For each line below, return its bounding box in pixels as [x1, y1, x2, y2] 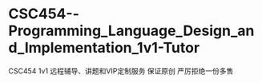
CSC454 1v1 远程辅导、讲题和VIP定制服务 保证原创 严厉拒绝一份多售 [8, 65, 234, 76]
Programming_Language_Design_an [8, 22, 255, 40]
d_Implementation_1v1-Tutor [8, 39, 200, 57]
